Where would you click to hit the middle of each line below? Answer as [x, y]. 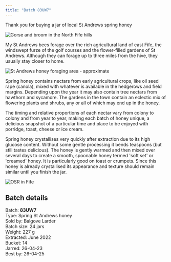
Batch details [27, 198]
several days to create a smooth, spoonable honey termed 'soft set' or [79, 155]
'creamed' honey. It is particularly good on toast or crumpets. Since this [81, 161]
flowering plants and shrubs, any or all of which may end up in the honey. [83, 103]
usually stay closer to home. [35, 61]
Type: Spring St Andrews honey [39, 216]
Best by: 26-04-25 [25, 254]
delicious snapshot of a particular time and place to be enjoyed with [77, 123]
